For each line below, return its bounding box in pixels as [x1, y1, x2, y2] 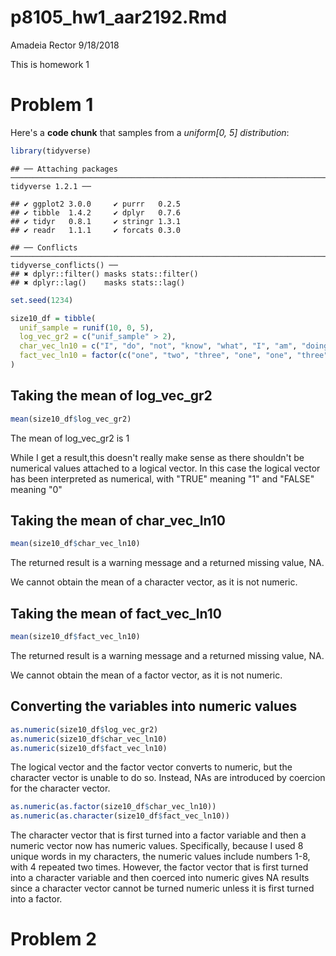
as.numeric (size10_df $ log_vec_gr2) [10, 724, 159, 735]
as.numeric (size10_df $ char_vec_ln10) [10, 734, 168, 744]
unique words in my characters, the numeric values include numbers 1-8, [10, 851, 311, 863]
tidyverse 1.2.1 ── [10, 181, 92, 191]
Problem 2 [10, 928, 97, 951]
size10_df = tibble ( [10, 313, 97, 323]
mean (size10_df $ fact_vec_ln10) [10, 632, 141, 642]
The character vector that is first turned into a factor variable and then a [10, 829, 307, 841]
